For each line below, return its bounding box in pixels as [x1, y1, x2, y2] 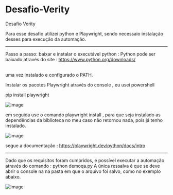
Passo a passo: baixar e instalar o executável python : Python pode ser [5, 50, 156, 57]
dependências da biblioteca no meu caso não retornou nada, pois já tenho [5, 117, 163, 123]
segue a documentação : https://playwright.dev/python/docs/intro [5, 143, 146, 149]
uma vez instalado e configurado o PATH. [5, 72, 93, 78]
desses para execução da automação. [5, 36, 86, 42]
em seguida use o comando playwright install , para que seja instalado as [5, 112, 161, 118]
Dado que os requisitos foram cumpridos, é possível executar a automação [5, 157, 165, 163]
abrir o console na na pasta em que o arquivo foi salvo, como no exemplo [5, 168, 161, 174]
